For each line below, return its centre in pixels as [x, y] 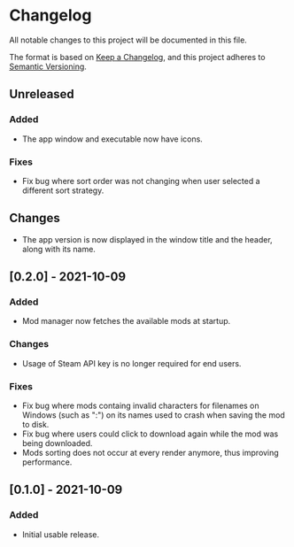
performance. [47, 462]
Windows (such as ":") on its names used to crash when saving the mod [153, 415]
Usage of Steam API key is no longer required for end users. [132, 363]
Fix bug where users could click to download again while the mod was [150, 434]
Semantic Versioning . [48, 66]
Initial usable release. [61, 534]
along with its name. [58, 249]
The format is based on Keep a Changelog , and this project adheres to [137, 57]
